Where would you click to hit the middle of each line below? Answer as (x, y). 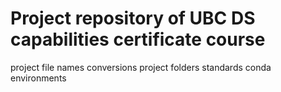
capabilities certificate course (138, 39)
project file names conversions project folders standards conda (141, 67)
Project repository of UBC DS (133, 18)
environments (38, 78)
